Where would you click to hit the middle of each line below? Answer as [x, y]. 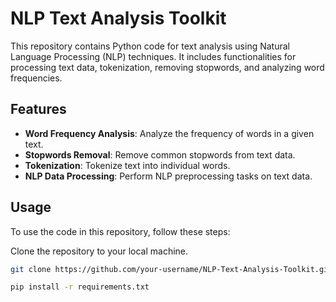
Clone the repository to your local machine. [99, 251]
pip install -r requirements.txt [80, 287]
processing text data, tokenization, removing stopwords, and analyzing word [167, 67]
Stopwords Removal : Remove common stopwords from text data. [160, 154]
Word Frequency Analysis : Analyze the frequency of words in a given [169, 133]
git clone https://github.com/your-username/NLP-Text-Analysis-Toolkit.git [171, 269]
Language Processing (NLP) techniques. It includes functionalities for [153, 56]
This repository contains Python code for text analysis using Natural [150, 46]
